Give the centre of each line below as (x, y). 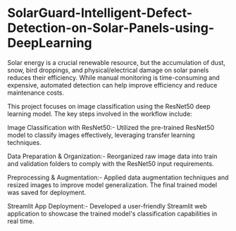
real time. (21, 221)
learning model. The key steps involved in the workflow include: (100, 114)
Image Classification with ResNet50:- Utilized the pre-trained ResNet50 (111, 127)
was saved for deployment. (47, 192)
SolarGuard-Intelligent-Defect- (100, 13)
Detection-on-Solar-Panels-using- (111, 28)
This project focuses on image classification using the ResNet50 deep (109, 106)
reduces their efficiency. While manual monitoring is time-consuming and (113, 77)
